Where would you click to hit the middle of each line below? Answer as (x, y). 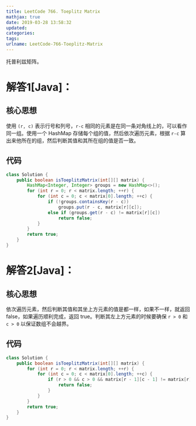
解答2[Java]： (40, 271)
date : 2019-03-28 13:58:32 (39, 22)
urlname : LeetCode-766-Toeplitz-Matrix (55, 44)
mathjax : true (23, 17)
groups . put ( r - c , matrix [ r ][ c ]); (100, 207)
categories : (20, 33)
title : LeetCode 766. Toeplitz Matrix (53, 11)
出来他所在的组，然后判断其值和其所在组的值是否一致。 (72, 140)
